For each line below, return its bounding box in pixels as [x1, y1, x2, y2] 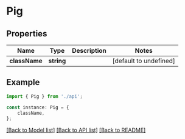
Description [72, 47, 106, 55]
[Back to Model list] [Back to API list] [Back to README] [6, 126, 146, 134]
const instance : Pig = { [6, 104, 69, 110]
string [48, 56, 66, 65]
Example [6, 77, 40, 87]
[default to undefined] [112, 56, 175, 65]
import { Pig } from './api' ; [6, 93, 83, 100]
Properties [6, 29, 47, 39]
